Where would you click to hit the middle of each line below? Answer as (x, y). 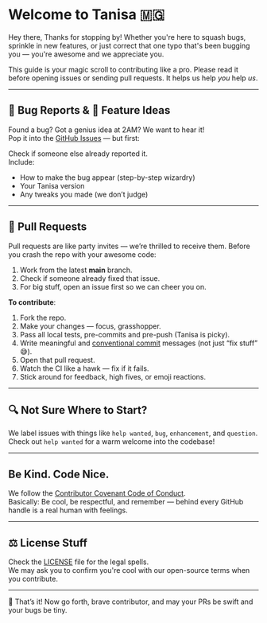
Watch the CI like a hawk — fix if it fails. (84, 368)
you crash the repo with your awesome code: (82, 254)
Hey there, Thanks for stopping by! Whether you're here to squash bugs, (127, 37)
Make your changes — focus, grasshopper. (90, 326)
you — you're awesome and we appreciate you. (86, 54)
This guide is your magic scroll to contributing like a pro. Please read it (123, 69)
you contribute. (33, 579)
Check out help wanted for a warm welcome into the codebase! (112, 442)
